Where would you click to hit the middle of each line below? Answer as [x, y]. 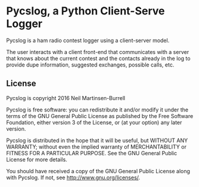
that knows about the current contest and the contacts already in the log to [98, 58]
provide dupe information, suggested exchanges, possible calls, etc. [90, 65]
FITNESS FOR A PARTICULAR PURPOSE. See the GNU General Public [92, 153]
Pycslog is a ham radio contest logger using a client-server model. [88, 40]
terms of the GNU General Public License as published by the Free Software [100, 116]
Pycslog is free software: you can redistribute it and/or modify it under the [97, 110]
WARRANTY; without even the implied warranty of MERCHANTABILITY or [97, 147]
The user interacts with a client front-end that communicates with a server [98, 52]
